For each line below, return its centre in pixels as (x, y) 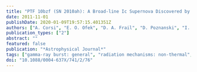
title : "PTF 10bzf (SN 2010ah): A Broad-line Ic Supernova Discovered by (98, 11)
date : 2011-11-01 (27, 17)
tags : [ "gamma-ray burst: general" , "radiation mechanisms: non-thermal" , (99, 55)
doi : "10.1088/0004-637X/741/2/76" (50, 60)
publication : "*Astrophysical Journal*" (56, 49)
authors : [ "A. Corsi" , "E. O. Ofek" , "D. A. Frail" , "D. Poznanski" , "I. (98, 28)
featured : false (26, 44)
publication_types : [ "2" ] (38, 33)
